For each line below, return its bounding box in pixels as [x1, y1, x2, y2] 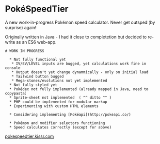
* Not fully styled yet [9, 82, 57, 87]
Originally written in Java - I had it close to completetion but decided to [5, 34, 147, 40]
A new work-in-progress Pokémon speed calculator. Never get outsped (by [5, 19, 155, 25]
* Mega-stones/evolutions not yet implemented [11, 78, 108, 83]
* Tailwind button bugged [11, 74, 64, 79]
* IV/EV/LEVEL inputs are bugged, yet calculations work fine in [11, 61, 146, 66]
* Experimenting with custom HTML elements [9, 103, 98, 109]
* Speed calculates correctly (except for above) [9, 125, 112, 129]
